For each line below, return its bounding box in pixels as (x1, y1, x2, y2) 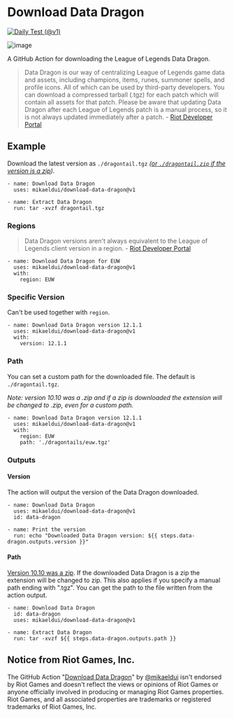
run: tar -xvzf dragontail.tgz (13, 205, 105, 212)
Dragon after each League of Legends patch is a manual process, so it (24, 105, 227, 113)
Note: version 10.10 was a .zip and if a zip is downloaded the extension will (7, 393, 222, 401)
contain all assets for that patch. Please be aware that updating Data (24, 97, 221, 106)
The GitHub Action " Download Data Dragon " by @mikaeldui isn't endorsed (7, 672, 222, 681)
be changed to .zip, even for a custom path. (7, 401, 134, 409)
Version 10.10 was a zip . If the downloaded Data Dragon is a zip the (7, 568, 200, 577)
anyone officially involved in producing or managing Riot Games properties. (7, 687, 224, 696)
